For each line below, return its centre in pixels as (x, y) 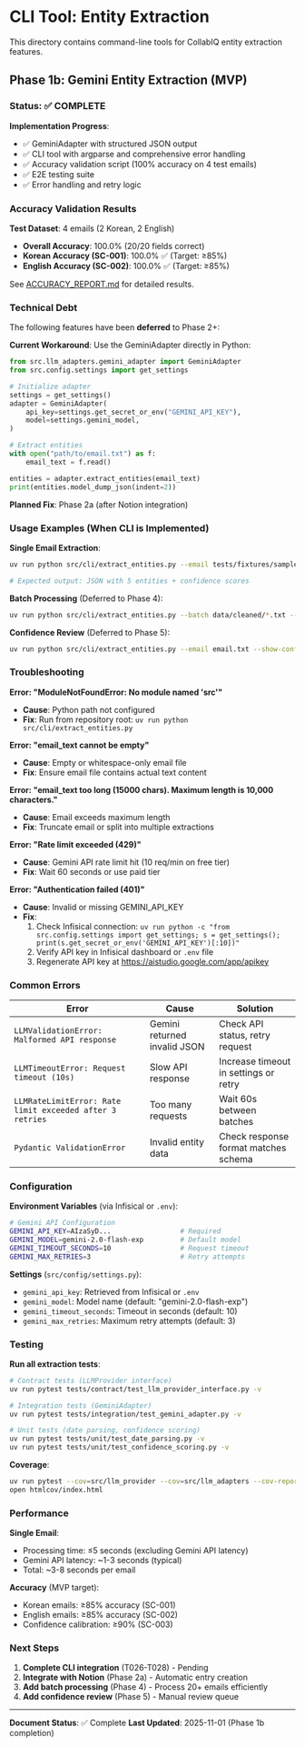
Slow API (168, 1067)
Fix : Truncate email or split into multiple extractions (118, 827)
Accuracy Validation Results (73, 208)
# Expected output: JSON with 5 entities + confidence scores (129, 581)
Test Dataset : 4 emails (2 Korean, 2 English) (92, 228)
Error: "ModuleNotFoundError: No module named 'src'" (116, 692)
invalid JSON (177, 1046)
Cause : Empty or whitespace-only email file (105, 762)
